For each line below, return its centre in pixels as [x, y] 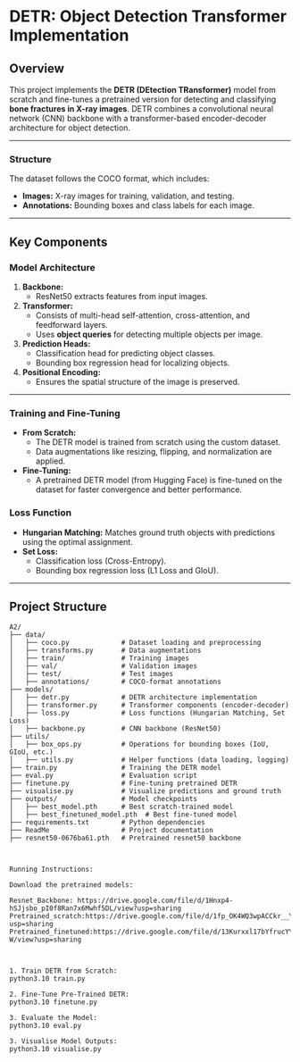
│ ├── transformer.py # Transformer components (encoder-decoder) [150, 706]
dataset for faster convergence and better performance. [139, 489]
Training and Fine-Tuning [65, 413]
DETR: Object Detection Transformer [148, 17]
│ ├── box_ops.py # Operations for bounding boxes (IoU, [139, 744]
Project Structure [58, 606]
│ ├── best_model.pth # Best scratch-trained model [121, 807]
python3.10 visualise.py [55, 1049]
